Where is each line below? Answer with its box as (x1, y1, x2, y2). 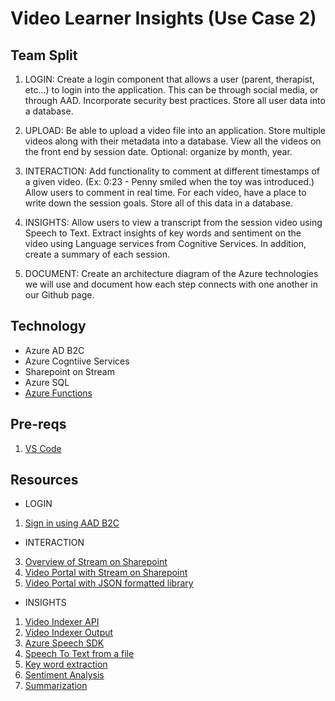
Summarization (24, 680, 88, 692)
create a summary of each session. (24, 248, 170, 260)
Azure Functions (24, 387, 93, 399)
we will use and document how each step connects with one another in (24, 278, 318, 290)
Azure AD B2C (24, 344, 85, 356)
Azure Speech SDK (24, 637, 105, 649)
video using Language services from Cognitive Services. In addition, (24, 238, 307, 249)
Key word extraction (24, 658, 108, 671)
